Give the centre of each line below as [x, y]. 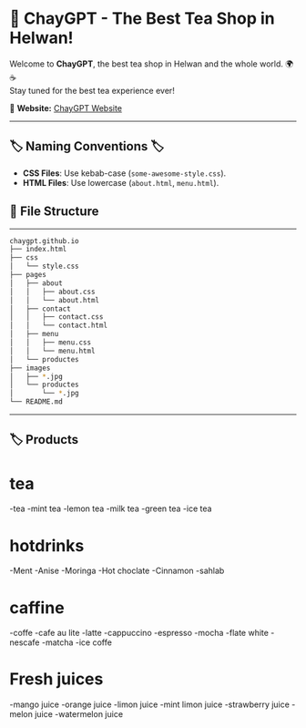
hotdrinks [47, 545]
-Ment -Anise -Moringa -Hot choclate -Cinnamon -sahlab [117, 571]
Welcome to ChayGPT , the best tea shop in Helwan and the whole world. [147, 64]
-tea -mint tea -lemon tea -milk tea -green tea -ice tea [111, 508]
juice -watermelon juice [79, 714]
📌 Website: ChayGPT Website [66, 108]
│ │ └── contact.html [58, 326]
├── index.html [38, 250]
